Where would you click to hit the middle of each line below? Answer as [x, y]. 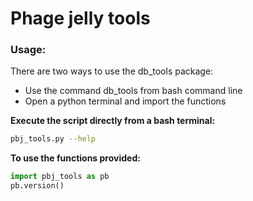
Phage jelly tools [80, 18]
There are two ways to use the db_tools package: [112, 71]
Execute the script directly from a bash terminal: [113, 121]
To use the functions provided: [75, 158]
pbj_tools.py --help [53, 139]
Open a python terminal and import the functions [125, 101]
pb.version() [37, 186]
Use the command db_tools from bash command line [133, 91]
